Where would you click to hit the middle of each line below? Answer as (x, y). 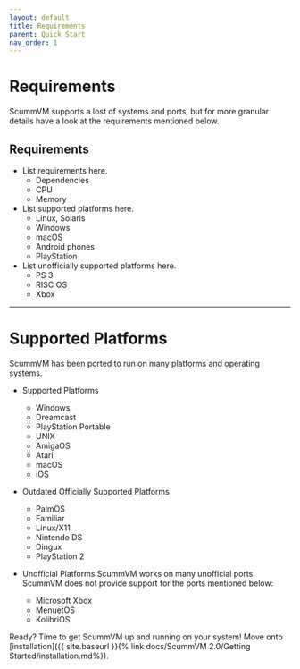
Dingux (49, 546)
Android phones (65, 246)
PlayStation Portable (73, 427)
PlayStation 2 (60, 556)
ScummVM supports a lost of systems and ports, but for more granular (139, 112)
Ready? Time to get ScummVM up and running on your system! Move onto (146, 637)
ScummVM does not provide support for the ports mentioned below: (148, 583)
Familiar (50, 518)
